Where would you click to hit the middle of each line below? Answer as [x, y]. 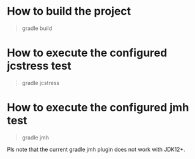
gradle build [37, 28]
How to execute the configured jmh [98, 108]
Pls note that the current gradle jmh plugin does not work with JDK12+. [96, 149]
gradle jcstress [41, 83]
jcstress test [39, 66]
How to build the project [69, 11]
